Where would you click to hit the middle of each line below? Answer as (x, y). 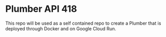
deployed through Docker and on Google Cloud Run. (61, 28)
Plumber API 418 (41, 9)
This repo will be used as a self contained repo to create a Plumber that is (83, 23)
